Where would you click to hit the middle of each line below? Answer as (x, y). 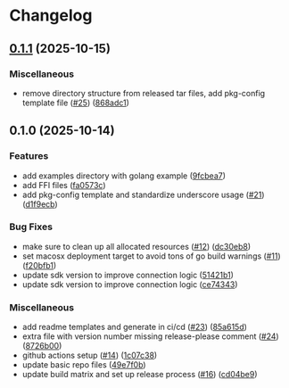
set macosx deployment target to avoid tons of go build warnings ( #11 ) (151, 256)
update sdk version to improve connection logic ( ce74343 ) (130, 284)
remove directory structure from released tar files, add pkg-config (144, 93)
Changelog (51, 16)
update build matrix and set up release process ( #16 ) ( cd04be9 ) (140, 375)
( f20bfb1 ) (39, 265)
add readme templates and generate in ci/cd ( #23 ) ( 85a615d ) (135, 327)
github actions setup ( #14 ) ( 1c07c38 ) (90, 355)
